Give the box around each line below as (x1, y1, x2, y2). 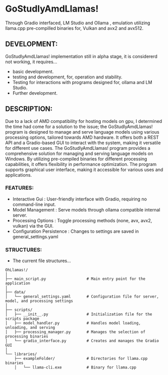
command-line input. (12, 201, 57, 207)
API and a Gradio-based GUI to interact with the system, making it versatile (5, 140, 161, 146)
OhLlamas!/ (5, 268, 28, 273)
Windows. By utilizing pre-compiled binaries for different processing (5, 155, 147, 162)
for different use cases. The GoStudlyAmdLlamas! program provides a (5, 145, 150, 151)
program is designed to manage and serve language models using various (5, 129, 160, 135)
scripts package (5, 316, 39, 321)
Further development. (12, 90, 58, 96)
